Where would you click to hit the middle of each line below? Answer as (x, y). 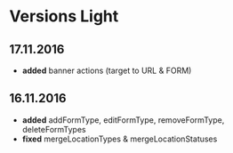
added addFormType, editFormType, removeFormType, (123, 120)
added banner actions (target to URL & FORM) (107, 70)
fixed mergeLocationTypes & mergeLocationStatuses (120, 139)
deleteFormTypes (54, 129)
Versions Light (64, 16)
